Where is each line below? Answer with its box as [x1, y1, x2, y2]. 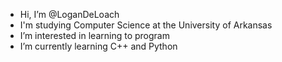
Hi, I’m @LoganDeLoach [19, 9, 120, 20]
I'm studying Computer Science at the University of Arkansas [19, 19, 273, 31]
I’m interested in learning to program [19, 30, 170, 41]
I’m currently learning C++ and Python [19, 40, 178, 52]
